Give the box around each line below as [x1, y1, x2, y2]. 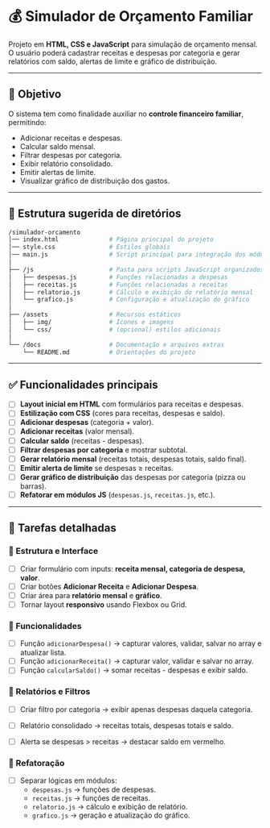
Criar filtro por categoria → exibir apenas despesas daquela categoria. [19, 704, 253, 714]
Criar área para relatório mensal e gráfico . [19, 590, 162, 600]
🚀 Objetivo [8, 87, 62, 102]
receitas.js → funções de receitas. [31, 793, 151, 803]
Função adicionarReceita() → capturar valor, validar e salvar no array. [19, 656, 255, 666]
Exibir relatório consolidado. [19, 159, 113, 169]
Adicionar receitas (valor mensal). [19, 426, 135, 436]
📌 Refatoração [8, 757, 65, 768]
